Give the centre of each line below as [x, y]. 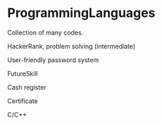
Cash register [27, 87]
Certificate [23, 101]
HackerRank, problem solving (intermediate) [71, 46]
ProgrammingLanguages [81, 13]
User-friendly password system [53, 60]
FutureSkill [23, 73]
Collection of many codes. [45, 32]
